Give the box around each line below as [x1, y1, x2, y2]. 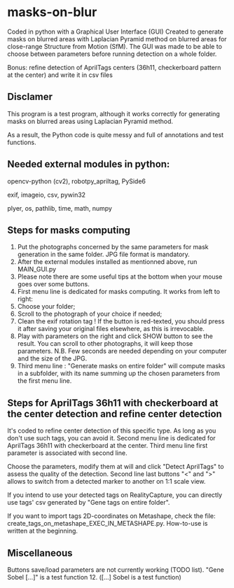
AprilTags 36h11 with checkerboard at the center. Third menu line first [7, 442, 208, 450]
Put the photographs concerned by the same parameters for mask [17, 243, 209, 251]
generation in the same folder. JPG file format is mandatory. [17, 250, 191, 259]
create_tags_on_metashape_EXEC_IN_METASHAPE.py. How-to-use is [7, 519, 208, 528]
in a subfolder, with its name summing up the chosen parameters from [17, 369, 221, 378]
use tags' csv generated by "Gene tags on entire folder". [7, 498, 170, 507]
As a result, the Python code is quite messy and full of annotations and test [7, 130, 224, 139]
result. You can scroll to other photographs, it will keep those [17, 339, 193, 348]
